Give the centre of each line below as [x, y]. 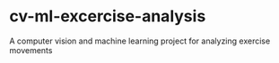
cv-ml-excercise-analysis [108, 16]
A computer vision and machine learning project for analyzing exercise [140, 41]
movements [31, 50]
